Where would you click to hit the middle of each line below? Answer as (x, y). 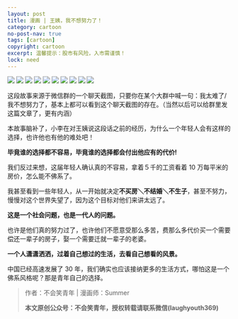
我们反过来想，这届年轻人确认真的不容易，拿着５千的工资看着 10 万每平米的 (118, 167)
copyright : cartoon (36, 47)
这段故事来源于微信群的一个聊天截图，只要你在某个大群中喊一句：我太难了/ (117, 95)
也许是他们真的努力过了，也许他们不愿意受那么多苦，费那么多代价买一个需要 (119, 230)
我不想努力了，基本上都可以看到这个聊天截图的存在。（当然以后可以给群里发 (118, 104)
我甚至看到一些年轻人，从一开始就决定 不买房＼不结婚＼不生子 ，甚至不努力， (119, 191)
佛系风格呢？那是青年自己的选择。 (57, 277)
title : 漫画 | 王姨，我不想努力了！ (55, 21)
